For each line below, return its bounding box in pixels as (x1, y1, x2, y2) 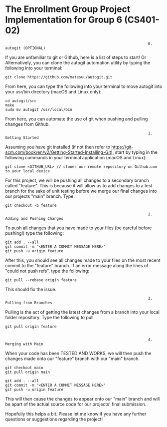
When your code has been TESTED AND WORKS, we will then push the (5, 350, 152, 356)
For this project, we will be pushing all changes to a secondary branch (5, 177, 150, 183)
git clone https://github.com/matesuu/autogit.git (5, 74, 113, 79)
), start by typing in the (111, 149, 158, 155)
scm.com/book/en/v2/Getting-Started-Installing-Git (5, 149, 111, 155)
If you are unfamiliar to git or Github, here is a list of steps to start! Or (5, 54, 147, 60)
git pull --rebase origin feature (5, 277, 77, 283)
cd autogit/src (5, 98, 37, 103)
